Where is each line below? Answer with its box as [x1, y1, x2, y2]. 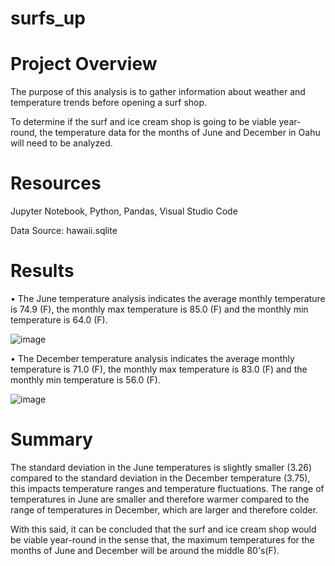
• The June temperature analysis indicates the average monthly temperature [10, 293, 326, 304]
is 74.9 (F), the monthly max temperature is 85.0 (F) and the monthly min [10, 303, 309, 315]
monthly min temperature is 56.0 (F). [10, 374, 161, 386]
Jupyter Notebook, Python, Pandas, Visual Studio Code [10, 205, 238, 217]
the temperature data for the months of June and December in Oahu [39, 127, 321, 139]
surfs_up [10, 7, 86, 30]
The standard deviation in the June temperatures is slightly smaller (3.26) [10, 461, 313, 473]
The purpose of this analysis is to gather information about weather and [10, 86, 306, 98]
